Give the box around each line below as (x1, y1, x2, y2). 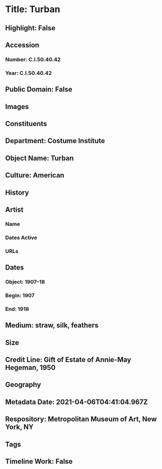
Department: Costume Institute (5, 136, 105, 145)
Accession (5, 40, 39, 49)
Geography (5, 381, 41, 389)
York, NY (5, 423, 34, 432)
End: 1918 (5, 305, 29, 312)
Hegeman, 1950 (5, 363, 56, 372)
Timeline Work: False (5, 457, 73, 465)
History (5, 188, 29, 197)
